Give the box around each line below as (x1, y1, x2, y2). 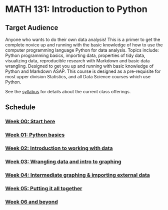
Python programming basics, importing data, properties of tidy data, (5, 52, 146, 58)
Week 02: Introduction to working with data (5, 145, 113, 152)
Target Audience (5, 23, 58, 32)
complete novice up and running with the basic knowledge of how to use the (5, 42, 163, 48)
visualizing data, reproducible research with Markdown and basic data (5, 58, 150, 63)
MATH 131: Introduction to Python (5, 3, 147, 15)
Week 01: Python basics (5, 131, 65, 138)
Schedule (5, 103, 36, 112)
